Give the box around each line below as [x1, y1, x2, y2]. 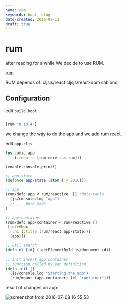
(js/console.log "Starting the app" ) [10, 271, 89, 276]
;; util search [5, 243, 37, 248]
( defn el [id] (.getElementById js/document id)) [5, 247, 111, 252]
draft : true [5, 21, 30, 27]
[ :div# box [7, 224, 28, 230]
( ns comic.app [5, 150, 35, 156]
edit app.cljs [5, 140, 33, 146]
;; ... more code [10, 201, 46, 206]
